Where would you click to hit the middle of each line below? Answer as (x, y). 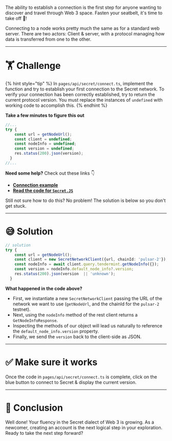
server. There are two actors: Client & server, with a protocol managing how (85, 34)
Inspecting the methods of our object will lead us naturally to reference (88, 325)
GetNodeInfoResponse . (35, 320)
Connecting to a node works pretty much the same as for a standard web (82, 28)
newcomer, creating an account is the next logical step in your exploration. (84, 427)
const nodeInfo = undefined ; (46, 144)
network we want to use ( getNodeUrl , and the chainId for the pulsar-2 (86, 304)
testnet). (21, 309)
